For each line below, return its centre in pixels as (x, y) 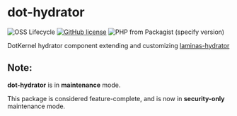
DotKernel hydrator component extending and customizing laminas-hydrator (118, 45)
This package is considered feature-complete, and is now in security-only (116, 98)
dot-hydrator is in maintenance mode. (64, 85)
